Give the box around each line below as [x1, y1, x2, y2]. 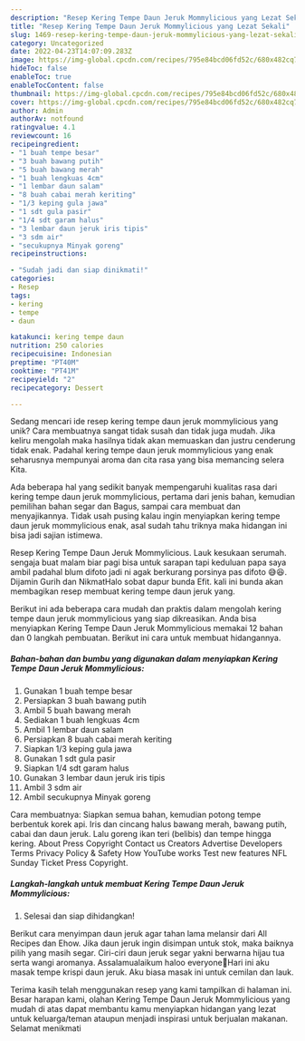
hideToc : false [10, 64, 68, 73]
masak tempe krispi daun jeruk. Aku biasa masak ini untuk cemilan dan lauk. [10, 967, 294, 978]
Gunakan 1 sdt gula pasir [23, 754, 116, 764]
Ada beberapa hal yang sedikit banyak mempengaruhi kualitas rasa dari [10, 482, 278, 492]
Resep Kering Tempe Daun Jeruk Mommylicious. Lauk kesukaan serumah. [10, 548, 287, 559]
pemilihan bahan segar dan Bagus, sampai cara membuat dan [10, 501, 241, 512]
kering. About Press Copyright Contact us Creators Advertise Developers [10, 838, 283, 849]
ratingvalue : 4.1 [10, 123, 76, 132]
